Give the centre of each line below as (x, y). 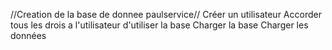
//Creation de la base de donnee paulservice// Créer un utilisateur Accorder (166, 14)
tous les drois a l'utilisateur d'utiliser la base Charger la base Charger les (159, 25)
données (28, 35)
